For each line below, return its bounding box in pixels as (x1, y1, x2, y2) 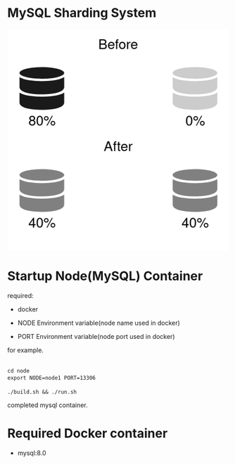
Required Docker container (7, 425, 168, 442)
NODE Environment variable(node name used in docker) (17, 318, 181, 327)
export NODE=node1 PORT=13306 (7, 374, 96, 381)
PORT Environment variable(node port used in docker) (17, 332, 175, 340)
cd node (7, 367, 30, 374)
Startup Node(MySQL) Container (7, 269, 203, 284)
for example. (7, 346, 44, 354)
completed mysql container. (7, 401, 88, 409)
